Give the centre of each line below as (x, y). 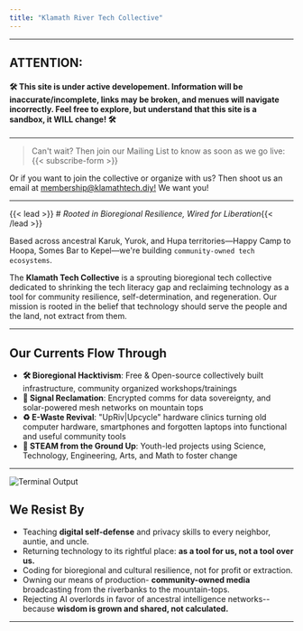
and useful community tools (74, 437)
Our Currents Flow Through (88, 353)
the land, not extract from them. (69, 316)
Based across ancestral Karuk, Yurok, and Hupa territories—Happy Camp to (150, 241)
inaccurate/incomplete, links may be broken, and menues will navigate (144, 99)
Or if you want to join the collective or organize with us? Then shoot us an (146, 178)
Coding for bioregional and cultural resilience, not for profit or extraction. (157, 570)
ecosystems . (31, 260)
